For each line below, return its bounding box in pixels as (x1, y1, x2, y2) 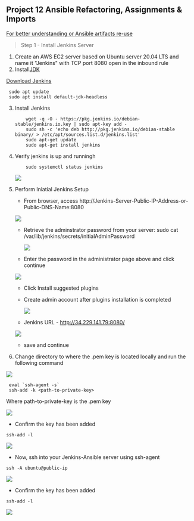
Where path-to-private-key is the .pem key (6, 398, 111, 405)
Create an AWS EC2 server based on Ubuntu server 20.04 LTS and (14, 53, 179, 60)
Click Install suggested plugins (23, 284, 99, 291)
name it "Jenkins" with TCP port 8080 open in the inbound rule (14, 59, 168, 66)
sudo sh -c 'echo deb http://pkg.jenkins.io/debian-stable (26, 126, 176, 132)
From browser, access (23, 197, 79, 204)
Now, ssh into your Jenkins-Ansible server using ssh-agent (14, 453, 160, 461)
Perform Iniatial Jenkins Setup (14, 185, 89, 193)
